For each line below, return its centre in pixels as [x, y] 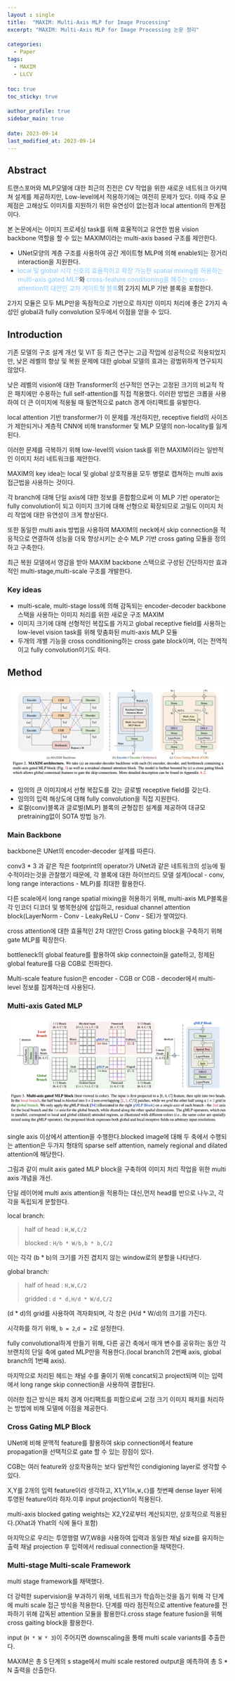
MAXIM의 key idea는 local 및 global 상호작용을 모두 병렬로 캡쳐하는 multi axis [115, 474]
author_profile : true [39, 111]
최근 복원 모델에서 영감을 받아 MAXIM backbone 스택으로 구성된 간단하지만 [111, 562]
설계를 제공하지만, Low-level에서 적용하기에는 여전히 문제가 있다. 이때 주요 [116, 197]
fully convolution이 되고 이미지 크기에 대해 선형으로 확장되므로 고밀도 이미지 [112, 506]
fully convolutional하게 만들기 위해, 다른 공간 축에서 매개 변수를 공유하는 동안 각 [117, 1343]
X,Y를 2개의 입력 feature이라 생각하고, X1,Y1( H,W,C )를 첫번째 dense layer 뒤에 [115, 1490]
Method [25, 672]
